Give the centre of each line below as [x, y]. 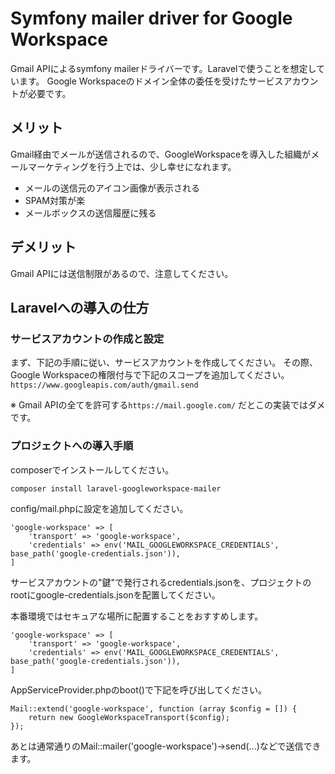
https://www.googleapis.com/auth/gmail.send [104, 385]
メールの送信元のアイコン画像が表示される [112, 188]
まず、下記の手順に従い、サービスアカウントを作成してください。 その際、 [164, 363]
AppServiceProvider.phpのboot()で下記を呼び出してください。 [139, 689]
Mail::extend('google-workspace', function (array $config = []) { [154, 708]
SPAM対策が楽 [54, 200]
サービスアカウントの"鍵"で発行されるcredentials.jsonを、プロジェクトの [161, 582]
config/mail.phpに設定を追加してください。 [99, 508]
